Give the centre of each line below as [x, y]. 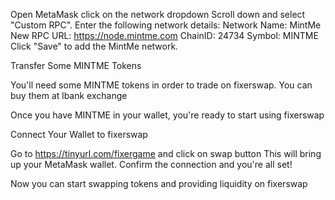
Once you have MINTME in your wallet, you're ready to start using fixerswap [167, 115]
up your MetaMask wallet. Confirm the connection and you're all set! [151, 164]
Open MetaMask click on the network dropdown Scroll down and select [158, 14]
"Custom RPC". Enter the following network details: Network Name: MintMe [166, 25]
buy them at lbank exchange [69, 95]
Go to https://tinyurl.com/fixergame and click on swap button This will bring [166, 153]
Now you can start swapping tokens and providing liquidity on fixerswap [159, 183]
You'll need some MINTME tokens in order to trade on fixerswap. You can [161, 85]
